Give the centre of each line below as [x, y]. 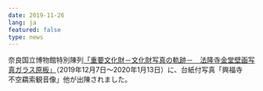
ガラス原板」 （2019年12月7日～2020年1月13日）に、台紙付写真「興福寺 [128, 70]
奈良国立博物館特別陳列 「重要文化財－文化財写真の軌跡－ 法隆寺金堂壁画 [128, 60]
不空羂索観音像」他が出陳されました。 [70, 79]
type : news [26, 37]
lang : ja [22, 23]
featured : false [34, 30]
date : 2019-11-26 [36, 15]
